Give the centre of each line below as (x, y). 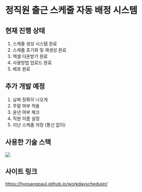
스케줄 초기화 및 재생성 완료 (40, 50)
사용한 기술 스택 (28, 142)
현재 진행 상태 (25, 31)
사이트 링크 (21, 172)
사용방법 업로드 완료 (32, 63)
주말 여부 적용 (26, 106)
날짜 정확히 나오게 (30, 100)
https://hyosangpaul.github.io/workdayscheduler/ (57, 184)
